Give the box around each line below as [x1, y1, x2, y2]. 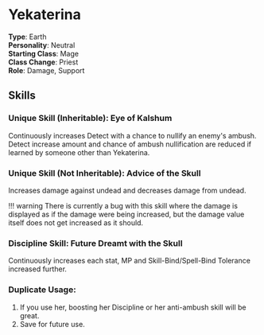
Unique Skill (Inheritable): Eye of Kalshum [8, 113, 173, 124]
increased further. [8, 264, 68, 274]
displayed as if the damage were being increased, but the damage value [8, 209, 245, 219]
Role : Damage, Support [8, 65, 85, 75]
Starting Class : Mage [8, 49, 80, 58]
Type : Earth [8, 32, 47, 41]
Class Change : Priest [8, 57, 79, 67]
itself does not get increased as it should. [8, 217, 144, 228]
